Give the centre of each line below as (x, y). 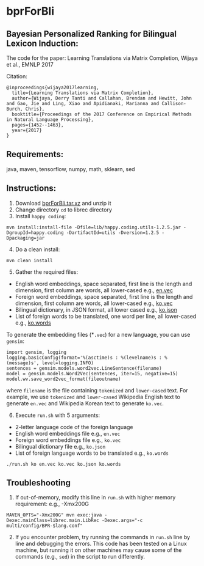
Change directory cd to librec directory (64, 210)
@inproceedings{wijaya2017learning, (53, 87)
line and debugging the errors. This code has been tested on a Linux (101, 544)
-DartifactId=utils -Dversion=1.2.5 (113, 233)
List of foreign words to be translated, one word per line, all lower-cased (106, 316)
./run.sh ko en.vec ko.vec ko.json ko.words (64, 464)
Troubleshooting (39, 483)
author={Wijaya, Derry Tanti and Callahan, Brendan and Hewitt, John (102, 98)
